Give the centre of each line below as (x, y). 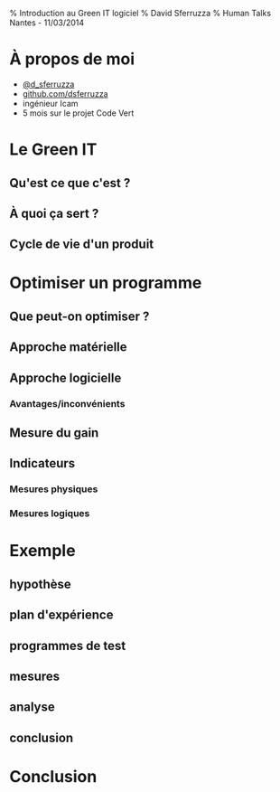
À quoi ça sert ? (54, 213)
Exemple (42, 551)
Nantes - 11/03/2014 (47, 23)
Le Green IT (53, 150)
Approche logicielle (65, 377)
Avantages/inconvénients (67, 403)
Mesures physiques (54, 489)
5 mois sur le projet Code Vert (78, 113)
